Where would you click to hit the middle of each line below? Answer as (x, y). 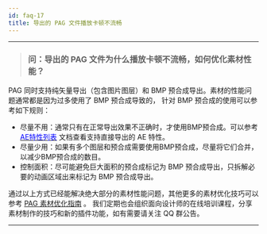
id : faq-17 (26, 15)
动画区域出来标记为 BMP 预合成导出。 (96, 176)
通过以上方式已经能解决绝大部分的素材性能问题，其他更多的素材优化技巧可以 (133, 193)
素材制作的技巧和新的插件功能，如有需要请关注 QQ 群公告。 (106, 213)
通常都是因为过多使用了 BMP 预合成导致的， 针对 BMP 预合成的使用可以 (133, 100)
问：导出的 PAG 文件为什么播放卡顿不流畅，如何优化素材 (135, 59)
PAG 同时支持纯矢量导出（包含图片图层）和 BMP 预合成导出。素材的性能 (127, 90)
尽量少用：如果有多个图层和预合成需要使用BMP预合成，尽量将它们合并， (139, 147)
